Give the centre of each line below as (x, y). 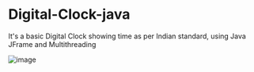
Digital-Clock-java (69, 14)
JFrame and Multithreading (52, 44)
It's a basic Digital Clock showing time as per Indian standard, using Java (127, 36)
